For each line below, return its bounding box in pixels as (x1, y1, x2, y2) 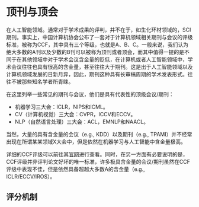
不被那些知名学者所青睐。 (11, 78, 74, 85)
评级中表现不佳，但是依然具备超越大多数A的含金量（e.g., (6, 165, 145, 173)
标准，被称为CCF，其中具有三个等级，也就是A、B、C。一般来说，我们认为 (6, 41, 188, 48)
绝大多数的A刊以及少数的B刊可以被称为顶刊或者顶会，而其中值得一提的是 (6, 48, 185, 55)
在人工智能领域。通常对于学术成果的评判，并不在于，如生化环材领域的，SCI (6, 26, 191, 33)
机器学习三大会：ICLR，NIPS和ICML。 (14, 103, 108, 110)
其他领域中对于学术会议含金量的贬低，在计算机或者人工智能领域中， (21, 56, 188, 63)
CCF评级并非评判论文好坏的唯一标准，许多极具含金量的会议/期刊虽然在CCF (6, 158, 191, 165)
